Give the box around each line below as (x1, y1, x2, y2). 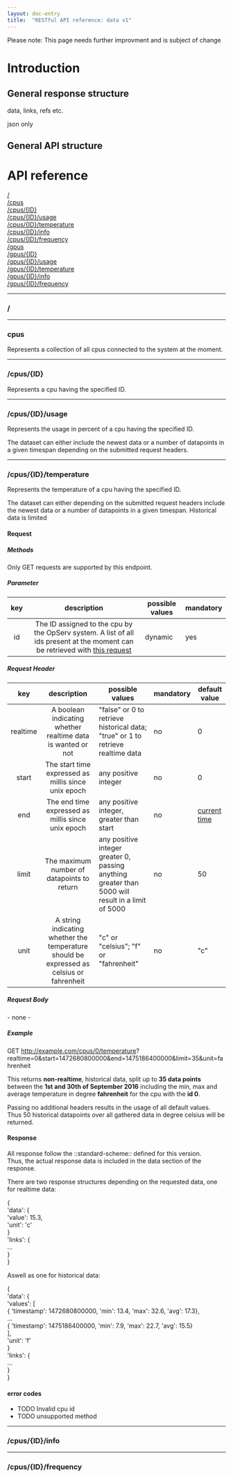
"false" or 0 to (98, 704, 144, 714)
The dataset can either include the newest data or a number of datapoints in (7, 438, 225, 447)
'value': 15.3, (7, 1213, 43, 1221)
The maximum (44, 856, 92, 866)
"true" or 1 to (98, 731, 142, 740)
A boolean (51, 704, 85, 714)
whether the (48, 932, 88, 942)
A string (55, 915, 81, 925)
